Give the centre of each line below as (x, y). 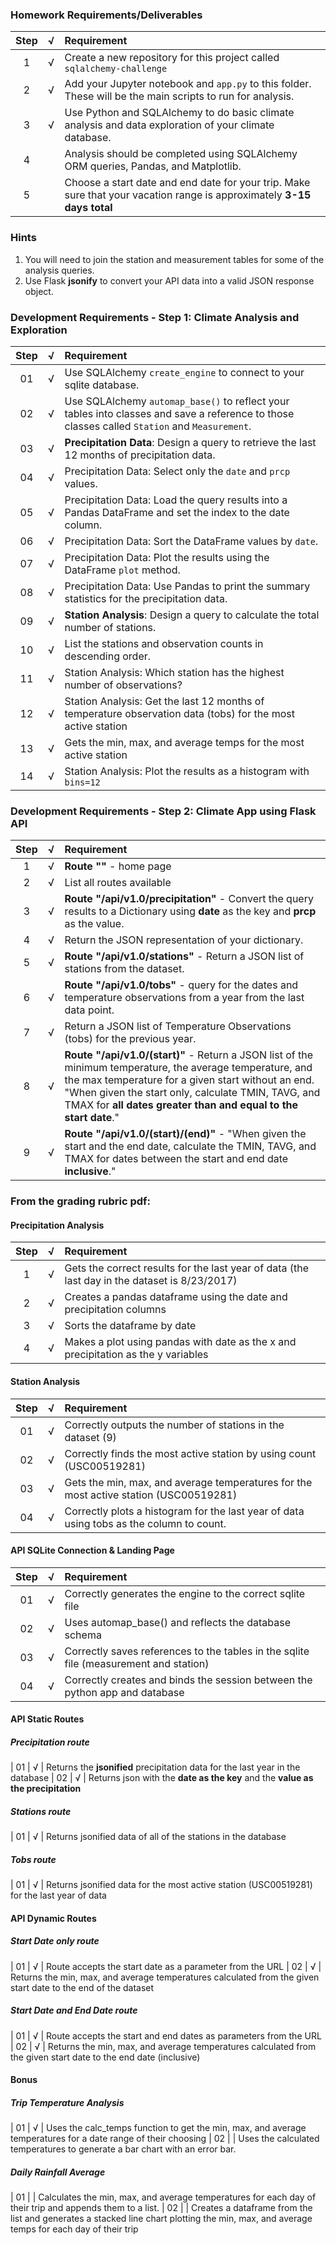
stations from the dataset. (124, 969)
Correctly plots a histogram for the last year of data (184, 1511)
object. (39, 291)
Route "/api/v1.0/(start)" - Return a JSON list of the (188, 1055)
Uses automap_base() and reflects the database (178, 1622)
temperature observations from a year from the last (184, 998)
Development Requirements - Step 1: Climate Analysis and (155, 317)
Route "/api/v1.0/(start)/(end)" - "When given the (185, 1134)
